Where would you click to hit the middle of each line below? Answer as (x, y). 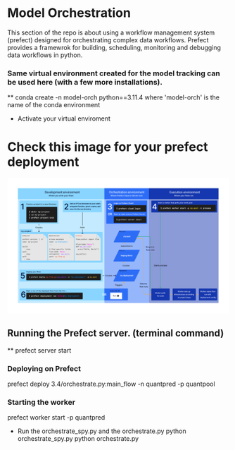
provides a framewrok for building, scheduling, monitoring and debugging (114, 47)
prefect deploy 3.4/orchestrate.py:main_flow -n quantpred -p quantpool (112, 384)
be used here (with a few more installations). (85, 82)
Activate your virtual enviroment (64, 118)
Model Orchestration (69, 13)
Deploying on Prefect (44, 368)
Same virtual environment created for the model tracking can (114, 73)
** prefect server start (39, 350)
